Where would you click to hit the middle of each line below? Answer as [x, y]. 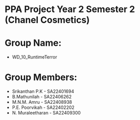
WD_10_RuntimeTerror [34, 57]
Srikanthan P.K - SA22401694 [43, 91]
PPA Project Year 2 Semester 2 [70, 9]
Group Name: [33, 43]
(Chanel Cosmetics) [47, 20]
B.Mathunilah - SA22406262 [42, 97]
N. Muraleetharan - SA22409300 [46, 113]
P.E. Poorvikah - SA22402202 [43, 107]
